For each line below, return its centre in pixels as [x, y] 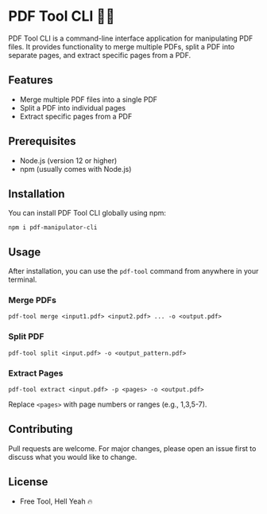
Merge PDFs [33, 300]
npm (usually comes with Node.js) [75, 169]
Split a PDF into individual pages [72, 107]
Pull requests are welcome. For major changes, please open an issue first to [132, 448]
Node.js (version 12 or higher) [68, 160]
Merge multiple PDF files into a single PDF [88, 99]
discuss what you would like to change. [73, 457]
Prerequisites [42, 141]
